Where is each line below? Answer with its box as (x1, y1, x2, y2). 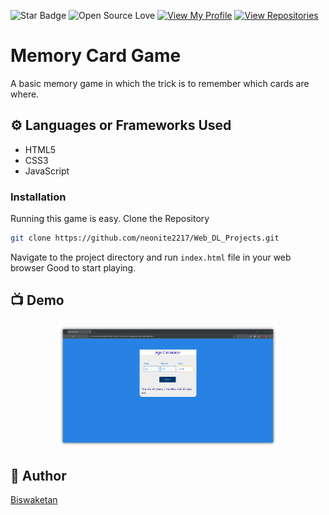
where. (10, 88, 40, 100)
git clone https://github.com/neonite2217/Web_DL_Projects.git (10, 233, 280, 244)
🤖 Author (10, 467, 67, 484)
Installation (10, 190, 67, 204)
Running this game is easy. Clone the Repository (10, 213, 210, 225)
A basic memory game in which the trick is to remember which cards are (10, 77, 310, 89)
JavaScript (24, 165, 70, 177)
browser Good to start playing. (10, 261, 137, 274)
